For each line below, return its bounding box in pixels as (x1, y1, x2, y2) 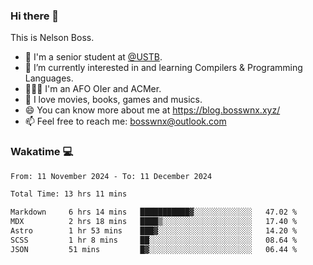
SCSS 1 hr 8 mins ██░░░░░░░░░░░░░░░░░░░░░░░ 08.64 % (10, 235, 298, 245)
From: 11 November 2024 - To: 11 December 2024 (10, 171, 213, 181)
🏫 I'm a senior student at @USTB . (24, 51, 163, 63)
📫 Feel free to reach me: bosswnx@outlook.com (24, 115, 227, 128)
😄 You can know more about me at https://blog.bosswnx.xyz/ (24, 104, 281, 116)
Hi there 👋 (10, 9, 60, 23)
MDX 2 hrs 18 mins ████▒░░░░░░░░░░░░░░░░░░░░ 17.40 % (10, 217, 298, 227)
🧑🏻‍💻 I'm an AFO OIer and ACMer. (24, 83, 162, 95)
